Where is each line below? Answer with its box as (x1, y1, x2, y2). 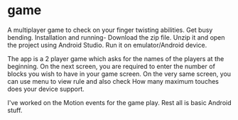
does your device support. (7, 84, 85, 93)
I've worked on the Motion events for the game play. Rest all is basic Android (7, 98, 232, 107)
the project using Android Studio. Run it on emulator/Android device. (7, 40, 207, 49)
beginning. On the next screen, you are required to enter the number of (7, 62, 215, 70)
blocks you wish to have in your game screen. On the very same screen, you (7, 70, 232, 78)
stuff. (7, 106, 23, 114)
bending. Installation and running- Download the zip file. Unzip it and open (7, 33, 225, 41)
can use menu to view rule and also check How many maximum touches (7, 77, 219, 85)
